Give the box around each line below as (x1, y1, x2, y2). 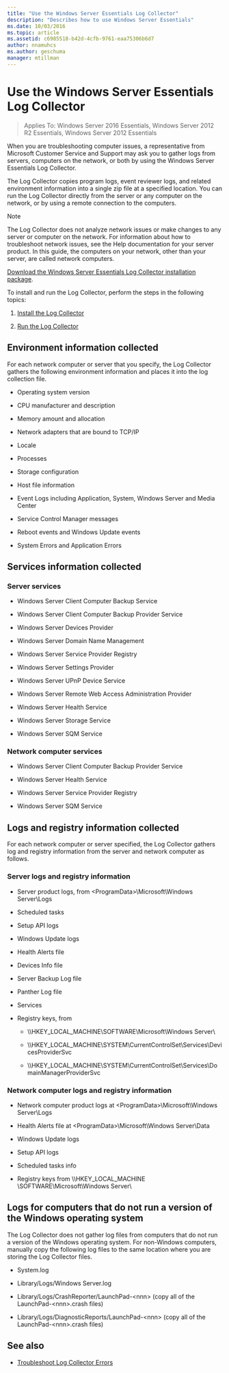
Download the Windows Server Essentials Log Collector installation (7, 268, 196, 276)
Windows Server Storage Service (16, 716, 111, 725)
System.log (16, 1265, 49, 1274)
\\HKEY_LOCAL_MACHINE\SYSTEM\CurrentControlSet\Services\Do (27, 1061, 217, 1069)
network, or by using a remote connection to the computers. (7, 199, 176, 207)
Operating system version (16, 388, 90, 396)
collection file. (7, 375, 47, 383)
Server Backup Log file (16, 974, 82, 983)
